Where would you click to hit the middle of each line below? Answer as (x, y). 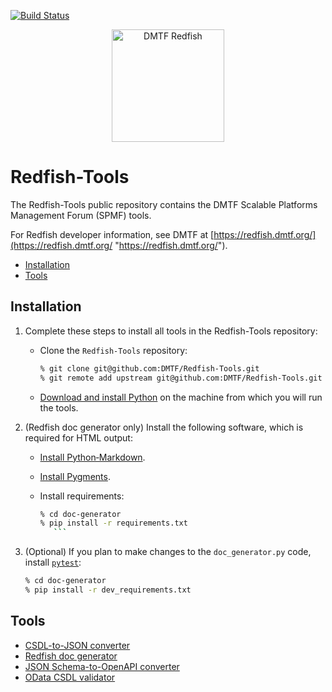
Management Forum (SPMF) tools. (81, 215)
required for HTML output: (78, 437)
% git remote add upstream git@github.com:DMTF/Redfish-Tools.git (181, 378)
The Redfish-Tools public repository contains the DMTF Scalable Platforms (164, 204)
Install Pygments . (75, 476)
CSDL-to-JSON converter (77, 645)
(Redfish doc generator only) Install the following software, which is (164, 427)
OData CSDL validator (70, 677)
